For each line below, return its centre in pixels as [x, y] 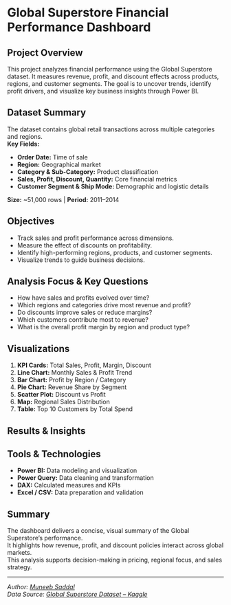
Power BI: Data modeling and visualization [77, 471]
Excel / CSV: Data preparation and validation [80, 492]
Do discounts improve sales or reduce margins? [85, 312]
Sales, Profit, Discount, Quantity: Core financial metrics [97, 179]
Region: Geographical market [59, 164]
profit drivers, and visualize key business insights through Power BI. [103, 91]
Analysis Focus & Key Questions [78, 282]
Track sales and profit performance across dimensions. [95, 238]
